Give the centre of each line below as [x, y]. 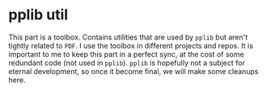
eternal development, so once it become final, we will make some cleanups [133, 71]
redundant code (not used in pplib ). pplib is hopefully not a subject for [127, 63]
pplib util [38, 15]
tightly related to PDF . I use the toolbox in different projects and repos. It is [131, 45]
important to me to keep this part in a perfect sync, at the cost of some [126, 54]
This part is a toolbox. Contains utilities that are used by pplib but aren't [128, 37]
